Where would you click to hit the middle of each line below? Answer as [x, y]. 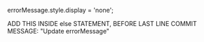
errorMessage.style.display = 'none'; [61, 10]
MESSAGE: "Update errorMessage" [59, 31]
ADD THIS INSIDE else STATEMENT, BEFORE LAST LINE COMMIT [102, 23]
